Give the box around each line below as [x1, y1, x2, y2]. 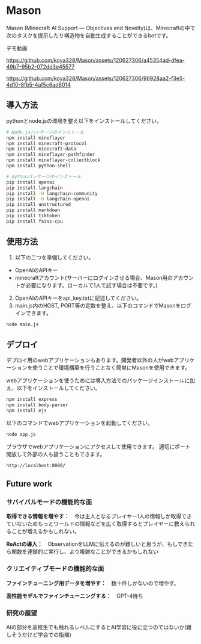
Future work [6, 479, 53, 489]
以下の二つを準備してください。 [14, 253, 94, 261]
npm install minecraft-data [6, 146, 77, 152]
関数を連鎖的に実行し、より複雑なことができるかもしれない [11, 548, 159, 556]
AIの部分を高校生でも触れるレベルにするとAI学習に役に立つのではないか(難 [6, 624, 192, 631]
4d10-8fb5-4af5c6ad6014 [6, 81, 71, 88]
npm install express [6, 397, 58, 403]
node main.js [6, 321, 39, 327]
